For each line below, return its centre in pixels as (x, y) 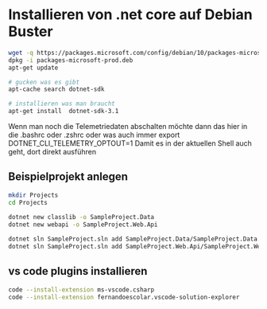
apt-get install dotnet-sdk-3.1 (64, 111)
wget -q (21, 53)
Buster (31, 31)
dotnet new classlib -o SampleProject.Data (81, 217)
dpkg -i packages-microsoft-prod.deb (71, 60)
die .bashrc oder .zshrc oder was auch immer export (94, 135)
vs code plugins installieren (78, 271)
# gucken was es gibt (44, 82)
